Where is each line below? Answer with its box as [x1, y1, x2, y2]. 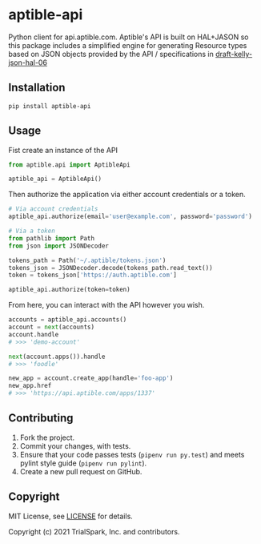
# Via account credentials [8, 205, 98, 213]
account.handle [8, 330, 59, 338]
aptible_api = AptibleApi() [8, 175, 102, 183]
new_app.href [8, 382, 52, 390]
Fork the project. [19, 433, 75, 442]
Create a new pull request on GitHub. [19, 466, 143, 476]
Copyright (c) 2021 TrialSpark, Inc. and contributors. [8, 526, 180, 536]
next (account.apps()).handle [8, 353, 106, 361]
